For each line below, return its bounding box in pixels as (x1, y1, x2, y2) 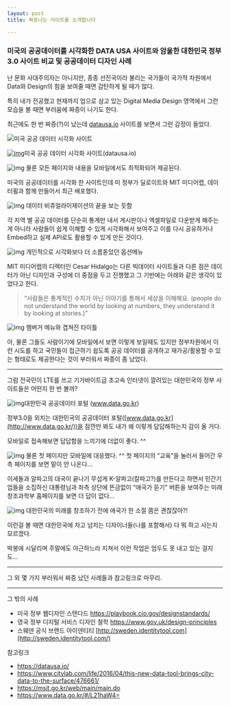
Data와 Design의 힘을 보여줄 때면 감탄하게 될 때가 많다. (7, 82, 155, 90)
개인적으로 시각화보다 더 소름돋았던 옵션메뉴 (26, 248, 144, 256)
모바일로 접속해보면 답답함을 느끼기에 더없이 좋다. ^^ (7, 436, 146, 445)
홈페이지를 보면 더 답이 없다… (36, 491, 115, 499)
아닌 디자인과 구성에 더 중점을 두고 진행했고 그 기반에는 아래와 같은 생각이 (19, 270, 216, 279)
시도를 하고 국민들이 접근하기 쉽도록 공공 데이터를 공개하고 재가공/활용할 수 (14, 346, 214, 354)
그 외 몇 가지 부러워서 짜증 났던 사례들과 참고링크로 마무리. (7, 574, 162, 582)
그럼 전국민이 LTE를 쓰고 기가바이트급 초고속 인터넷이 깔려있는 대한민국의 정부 (7, 375, 215, 384)
